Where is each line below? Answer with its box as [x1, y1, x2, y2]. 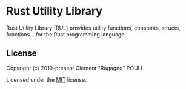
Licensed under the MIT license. [6, 76, 87, 83]
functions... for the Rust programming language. [6, 30, 126, 38]
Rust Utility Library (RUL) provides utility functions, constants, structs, [6, 24, 181, 31]
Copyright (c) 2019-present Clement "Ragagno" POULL [6, 64, 144, 71]
